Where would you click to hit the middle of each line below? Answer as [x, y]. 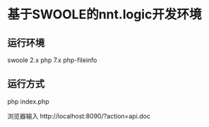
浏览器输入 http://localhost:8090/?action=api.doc [79, 116]
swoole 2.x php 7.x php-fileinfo [52, 60]
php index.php [28, 101]
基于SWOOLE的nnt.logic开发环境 [104, 14]
